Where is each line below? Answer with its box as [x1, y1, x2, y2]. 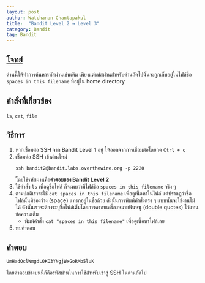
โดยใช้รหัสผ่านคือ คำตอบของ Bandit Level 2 [15, 176, 110, 183]
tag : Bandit [6, 32, 37, 38]
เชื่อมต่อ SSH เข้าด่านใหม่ [15, 153, 67, 160]
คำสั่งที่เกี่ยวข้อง [6, 96, 52, 106]
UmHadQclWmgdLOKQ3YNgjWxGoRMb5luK [6, 258, 95, 265]
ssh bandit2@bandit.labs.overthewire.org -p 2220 [15, 165, 145, 172]
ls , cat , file [6, 111, 38, 119]
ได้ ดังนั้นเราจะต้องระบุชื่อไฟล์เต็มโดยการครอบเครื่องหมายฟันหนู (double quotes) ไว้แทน [15, 203, 199, 211]
